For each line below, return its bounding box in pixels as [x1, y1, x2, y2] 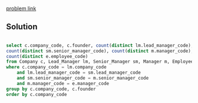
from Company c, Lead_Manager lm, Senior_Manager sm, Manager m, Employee [6, 59, 194, 65]
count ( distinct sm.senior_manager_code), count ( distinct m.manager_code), [6, 48, 194, 54]
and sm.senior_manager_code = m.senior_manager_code [16, 75, 149, 81]
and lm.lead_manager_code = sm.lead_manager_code [16, 70, 141, 75]
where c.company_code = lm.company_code [6, 64, 107, 70]
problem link [6, 5, 37, 12]
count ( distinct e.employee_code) [6, 53, 88, 59]
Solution [6, 22, 38, 32]
